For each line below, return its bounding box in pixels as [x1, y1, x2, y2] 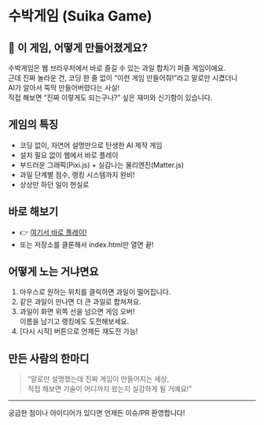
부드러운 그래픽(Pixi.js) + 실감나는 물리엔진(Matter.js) [19, 160, 185, 169]
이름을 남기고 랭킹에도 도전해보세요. [19, 316, 130, 327]
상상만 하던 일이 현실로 [19, 179, 90, 189]
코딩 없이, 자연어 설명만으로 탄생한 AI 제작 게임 [19, 140, 163, 150]
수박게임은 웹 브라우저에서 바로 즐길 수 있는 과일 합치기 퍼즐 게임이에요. [8, 64, 226, 72]
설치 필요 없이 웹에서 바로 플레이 [19, 150, 119, 160]
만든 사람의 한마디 [8, 352, 90, 365]
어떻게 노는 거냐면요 [8, 265, 99, 279]
